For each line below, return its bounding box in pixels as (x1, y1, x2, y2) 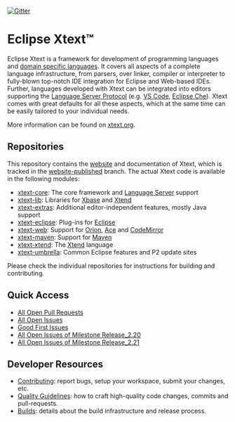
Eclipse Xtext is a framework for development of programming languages (7, 54, 219, 63)
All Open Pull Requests (17, 308, 83, 316)
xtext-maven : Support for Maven (17, 233, 112, 241)
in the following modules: (7, 174, 80, 183)
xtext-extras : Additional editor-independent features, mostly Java (17, 203, 207, 211)
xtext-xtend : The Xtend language (17, 240, 114, 249)
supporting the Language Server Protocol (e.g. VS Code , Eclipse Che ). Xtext (7, 91, 228, 100)
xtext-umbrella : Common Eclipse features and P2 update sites (17, 248, 197, 256)
